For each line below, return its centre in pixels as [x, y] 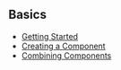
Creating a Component [63, 46]
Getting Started [49, 36]
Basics [27, 15]
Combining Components [66, 55]
